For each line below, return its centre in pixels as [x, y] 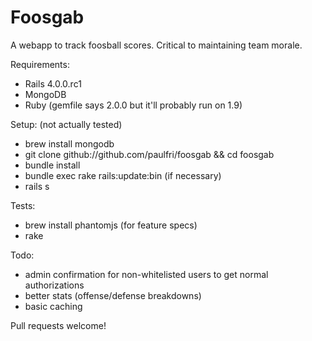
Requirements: [40, 64]
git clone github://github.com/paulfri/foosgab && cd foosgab [149, 154]
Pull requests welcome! [58, 325]
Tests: [23, 205]
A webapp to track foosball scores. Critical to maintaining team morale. [156, 45]
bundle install [52, 165]
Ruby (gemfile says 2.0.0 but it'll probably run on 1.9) [133, 105]
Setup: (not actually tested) [66, 124]
